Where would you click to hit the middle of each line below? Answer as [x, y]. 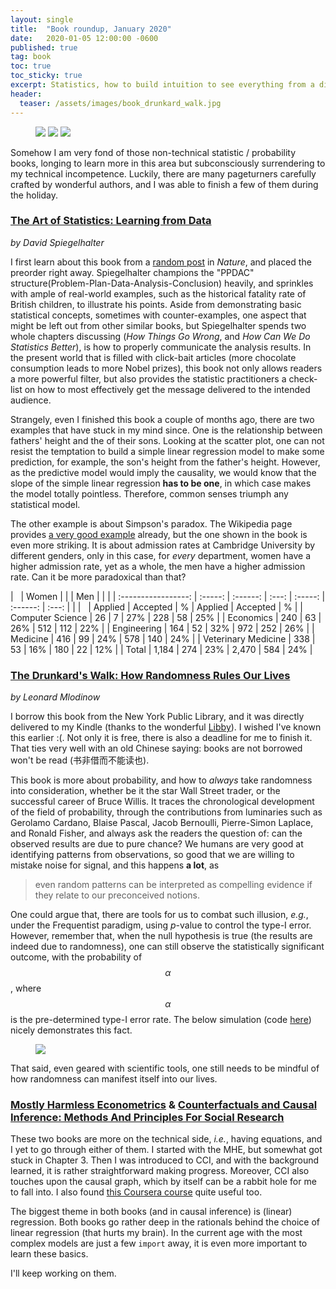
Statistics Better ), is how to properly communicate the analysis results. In [161, 347]
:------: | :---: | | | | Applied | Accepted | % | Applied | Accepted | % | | [156, 607]
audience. [31, 400]
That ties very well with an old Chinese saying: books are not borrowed [156, 748]
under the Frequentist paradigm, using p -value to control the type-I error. [161, 925]
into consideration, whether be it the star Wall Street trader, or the [145, 791]
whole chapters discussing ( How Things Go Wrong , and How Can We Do [160, 336]
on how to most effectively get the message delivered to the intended [167, 389]
